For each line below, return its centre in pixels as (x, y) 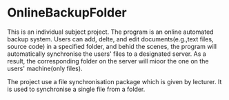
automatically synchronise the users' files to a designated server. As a (107, 54)
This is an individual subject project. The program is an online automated (110, 32)
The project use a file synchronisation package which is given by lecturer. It (114, 81)
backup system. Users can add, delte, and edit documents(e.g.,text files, (110, 39)
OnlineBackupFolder (67, 13)
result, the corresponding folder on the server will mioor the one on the (108, 61)
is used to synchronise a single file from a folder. (76, 89)
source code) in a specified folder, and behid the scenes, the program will (112, 46)
